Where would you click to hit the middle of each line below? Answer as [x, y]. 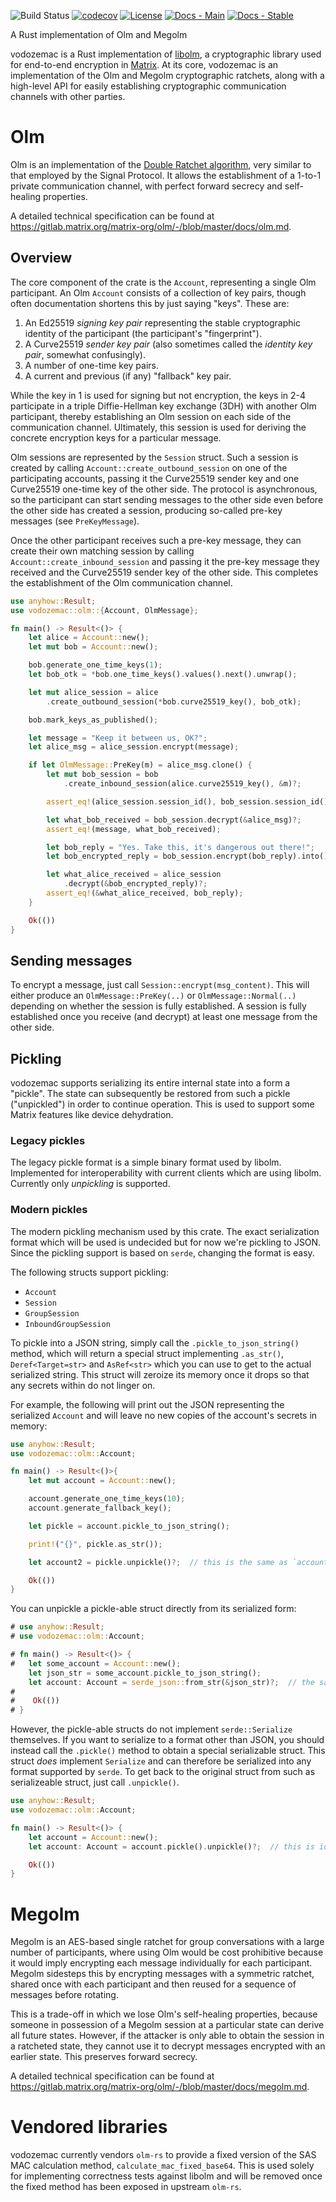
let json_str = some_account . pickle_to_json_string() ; [145, 1673]
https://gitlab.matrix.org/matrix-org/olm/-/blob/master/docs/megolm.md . [160, 2087]
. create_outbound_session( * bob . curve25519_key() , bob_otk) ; [174, 701]
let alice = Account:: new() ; [89, 638]
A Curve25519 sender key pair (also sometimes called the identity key [168, 344]
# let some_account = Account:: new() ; [96, 1663]
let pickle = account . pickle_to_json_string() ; [129, 1526]
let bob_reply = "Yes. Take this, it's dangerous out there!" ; [180, 847]
